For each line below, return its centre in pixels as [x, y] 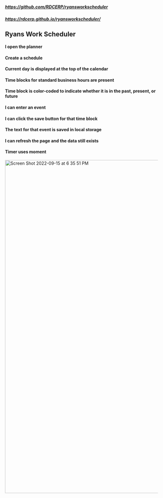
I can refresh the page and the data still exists [52, 140]
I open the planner [24, 47]
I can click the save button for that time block [51, 119]
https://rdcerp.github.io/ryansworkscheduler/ [53, 19]
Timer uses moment [26, 152]
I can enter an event [25, 107]
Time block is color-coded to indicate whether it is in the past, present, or [81, 91]
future [11, 96]
